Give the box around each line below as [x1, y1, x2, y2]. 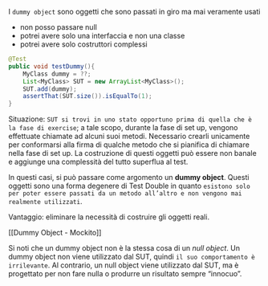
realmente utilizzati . [8, 197, 83, 206]
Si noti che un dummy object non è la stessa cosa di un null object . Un [8, 243, 241, 253]
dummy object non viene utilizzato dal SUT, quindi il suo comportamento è [8, 252, 255, 262]
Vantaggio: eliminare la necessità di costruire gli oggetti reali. [8, 212, 210, 222]
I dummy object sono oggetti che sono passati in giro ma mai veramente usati [8, 7, 261, 16]
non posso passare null [19, 22, 98, 31]
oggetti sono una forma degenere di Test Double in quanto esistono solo [8, 181, 250, 191]
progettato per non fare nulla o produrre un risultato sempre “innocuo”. [8, 269, 242, 279]
